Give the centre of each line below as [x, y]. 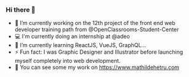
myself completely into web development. [67, 61]
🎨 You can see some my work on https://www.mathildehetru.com [97, 67]
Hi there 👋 [21, 10]
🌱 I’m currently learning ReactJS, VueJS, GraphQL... [80, 45]
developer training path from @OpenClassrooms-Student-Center [97, 29]
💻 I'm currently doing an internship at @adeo [72, 37]
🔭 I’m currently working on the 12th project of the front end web [95, 23]
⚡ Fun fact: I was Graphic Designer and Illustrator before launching [99, 52]
